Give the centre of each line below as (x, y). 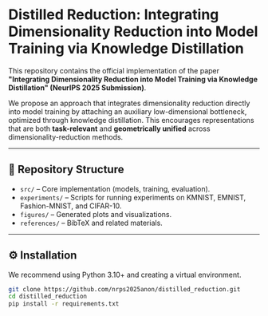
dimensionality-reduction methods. (66, 136)
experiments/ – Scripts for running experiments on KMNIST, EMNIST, (133, 197)
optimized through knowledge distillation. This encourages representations (131, 120)
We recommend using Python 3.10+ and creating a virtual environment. (125, 275)
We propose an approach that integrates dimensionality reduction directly (129, 103)
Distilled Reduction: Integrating (114, 15)
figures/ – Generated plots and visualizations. (96, 214)
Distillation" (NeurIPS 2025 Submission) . (77, 87)
